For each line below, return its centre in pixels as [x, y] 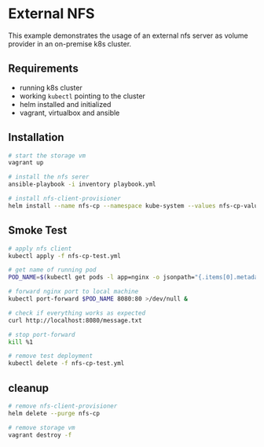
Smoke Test [38, 230]
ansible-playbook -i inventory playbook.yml [82, 185]
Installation [36, 137]
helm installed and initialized [65, 104]
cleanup [29, 388]
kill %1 [21, 342]
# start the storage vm [47, 155]
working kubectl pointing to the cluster [82, 96]
